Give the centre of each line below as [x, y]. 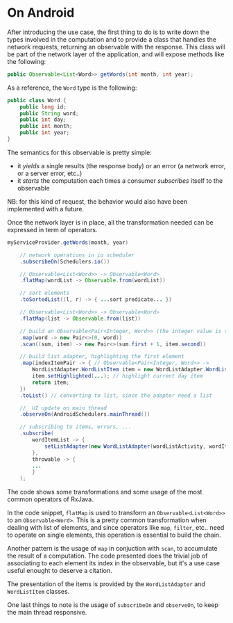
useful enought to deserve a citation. [60, 571]
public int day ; [43, 120]
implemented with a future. [46, 209]
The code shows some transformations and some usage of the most [105, 492]
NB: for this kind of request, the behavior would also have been [97, 201]
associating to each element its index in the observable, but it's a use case [114, 563]
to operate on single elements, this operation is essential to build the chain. [114, 535]
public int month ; [46, 127]
